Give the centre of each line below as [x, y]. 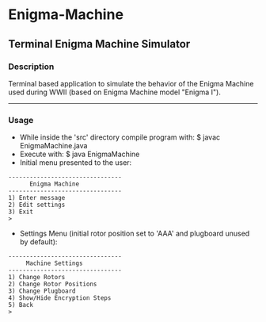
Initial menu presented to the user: [76, 163]
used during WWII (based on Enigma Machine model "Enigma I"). [115, 92]
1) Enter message [37, 198]
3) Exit [21, 212]
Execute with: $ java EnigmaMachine [80, 154]
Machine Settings [54, 263]
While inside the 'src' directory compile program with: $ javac [120, 137]
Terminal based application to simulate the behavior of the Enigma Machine [131, 83]
